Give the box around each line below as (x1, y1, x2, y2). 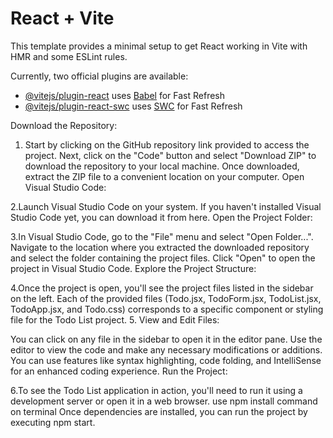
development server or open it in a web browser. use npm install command (10, 395, 318, 407)
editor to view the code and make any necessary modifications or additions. (10, 343, 323, 356)
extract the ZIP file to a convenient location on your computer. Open (24, 170, 305, 182)
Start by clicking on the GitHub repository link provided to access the (24, 138, 310, 151)
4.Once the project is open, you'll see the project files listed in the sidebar (10, 282, 314, 294)
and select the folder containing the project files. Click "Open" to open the (10, 252, 316, 264)
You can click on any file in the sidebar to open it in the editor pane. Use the (10, 333, 323, 345)
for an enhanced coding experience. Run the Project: (10, 365, 228, 377)
